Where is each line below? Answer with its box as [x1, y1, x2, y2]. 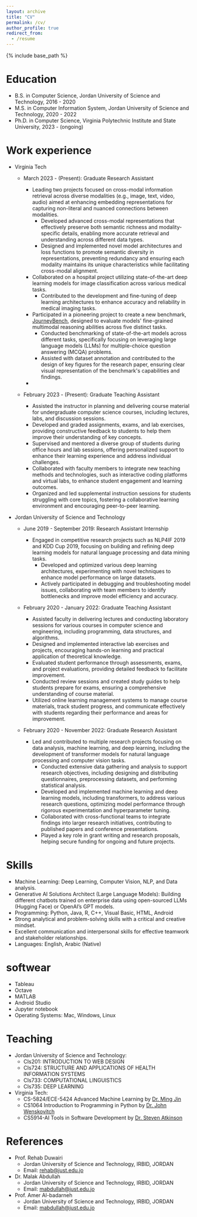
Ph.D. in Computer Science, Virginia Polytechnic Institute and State [14, 117, 176, 124]
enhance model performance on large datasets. [40, 574, 157, 581]
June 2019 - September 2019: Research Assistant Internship [23, 525, 169, 532]
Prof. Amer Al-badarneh [14, 1191, 73, 1199]
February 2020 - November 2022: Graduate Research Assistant [23, 726, 178, 733]
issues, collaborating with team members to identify [40, 586, 166, 594]
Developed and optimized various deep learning [40, 561, 157, 568]
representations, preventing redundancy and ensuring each [40, 254, 185, 261]
